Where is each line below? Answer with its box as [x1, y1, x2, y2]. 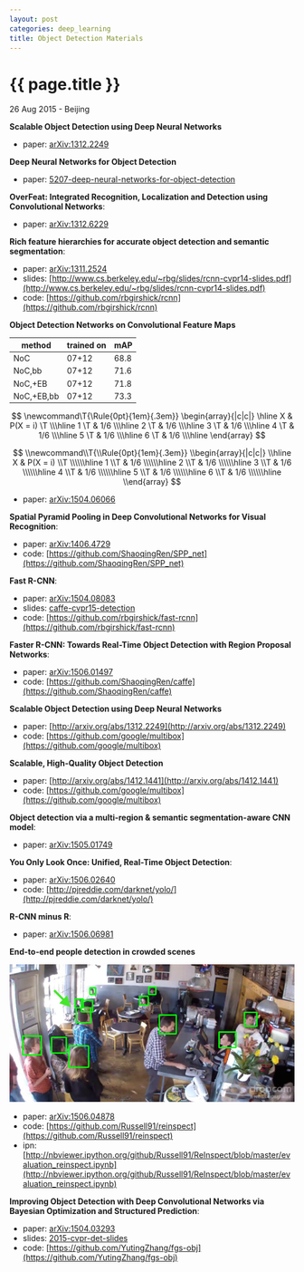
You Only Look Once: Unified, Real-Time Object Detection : [9, 857, 233, 868]
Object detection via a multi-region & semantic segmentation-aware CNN [9, 812, 291, 824]
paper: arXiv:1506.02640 [22, 874, 116, 885]
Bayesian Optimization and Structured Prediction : [9, 1205, 200, 1216]
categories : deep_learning [9, 24, 111, 34]
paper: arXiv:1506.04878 [22, 1111, 115, 1122]
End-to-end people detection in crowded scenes [9, 947, 196, 958]
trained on [66, 340, 107, 351]
